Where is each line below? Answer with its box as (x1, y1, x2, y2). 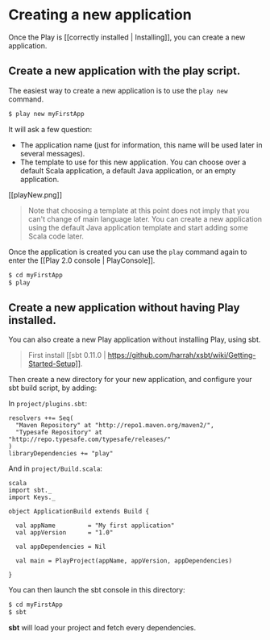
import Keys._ (8, 493, 56, 501)
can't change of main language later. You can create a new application (27, 214, 263, 223)
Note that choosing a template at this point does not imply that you (27, 206, 250, 215)
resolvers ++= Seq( (8, 414, 74, 422)
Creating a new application (8, 6, 192, 24)
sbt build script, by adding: (8, 383, 98, 393)
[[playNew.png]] (8, 189, 63, 199)
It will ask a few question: (8, 124, 93, 134)
